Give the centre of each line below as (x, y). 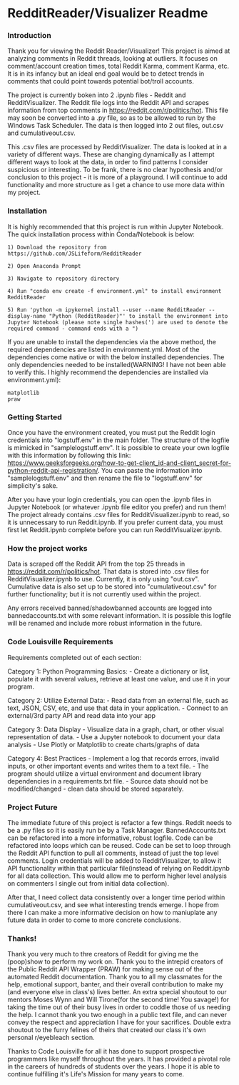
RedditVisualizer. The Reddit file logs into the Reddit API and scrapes (108, 103)
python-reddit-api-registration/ (53, 471)
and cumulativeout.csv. (42, 133)
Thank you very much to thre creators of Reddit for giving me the (103, 954)
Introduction (29, 36)
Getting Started (35, 417)
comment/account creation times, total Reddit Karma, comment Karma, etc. (118, 66)
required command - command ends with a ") (73, 329)
